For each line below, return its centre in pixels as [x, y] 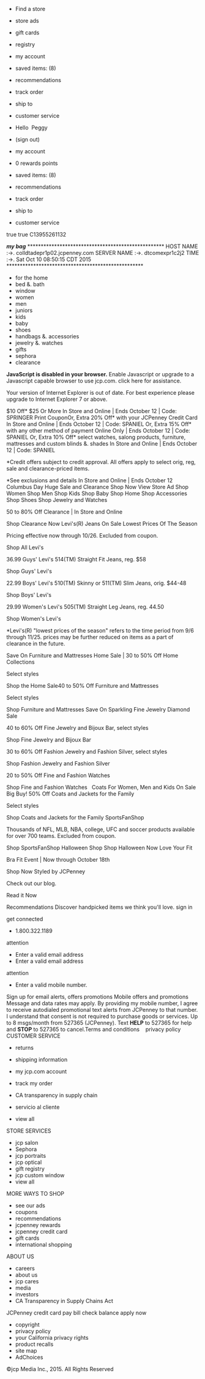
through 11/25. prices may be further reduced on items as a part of [90, 637]
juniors [24, 310]
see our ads [30, 1206]
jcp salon [27, 1143]
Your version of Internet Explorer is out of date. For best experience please [100, 393]
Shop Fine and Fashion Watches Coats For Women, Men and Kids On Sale [101, 787]
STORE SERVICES [29, 1131]
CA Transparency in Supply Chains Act [64, 1301]
